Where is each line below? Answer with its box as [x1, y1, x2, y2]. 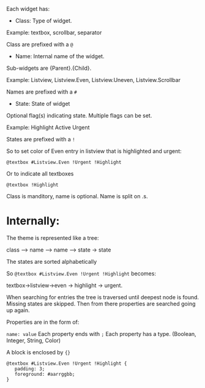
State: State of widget [15, 100, 70, 107]
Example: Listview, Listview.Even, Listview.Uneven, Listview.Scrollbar [6, 76, 181, 83]
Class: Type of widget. [15, 17, 72, 24]
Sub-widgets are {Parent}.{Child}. [6, 64, 92, 72]
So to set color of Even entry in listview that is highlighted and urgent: [6, 147, 182, 155]
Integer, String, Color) [6, 337, 61, 344]
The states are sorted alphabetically [6, 258, 97, 265]
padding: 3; [14, 365, 45, 372]
